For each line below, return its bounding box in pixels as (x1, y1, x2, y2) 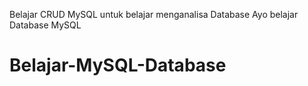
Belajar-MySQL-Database (9, 54, 227, 77)
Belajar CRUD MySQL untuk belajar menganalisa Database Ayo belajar (9, 9, 299, 20)
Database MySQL (9, 19, 82, 31)
